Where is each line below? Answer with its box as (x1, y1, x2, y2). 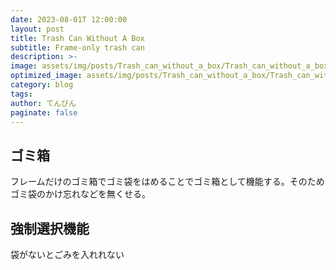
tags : (10, 89, 33, 99)
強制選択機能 (10, 220, 90, 237)
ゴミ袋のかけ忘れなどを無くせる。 (10, 188, 151, 200)
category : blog (10, 80, 74, 90)
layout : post (10, 24, 65, 34)
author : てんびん (10, 98, 77, 108)
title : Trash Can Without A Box (10, 33, 145, 43)
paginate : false (10, 107, 78, 118)
